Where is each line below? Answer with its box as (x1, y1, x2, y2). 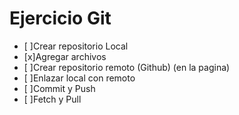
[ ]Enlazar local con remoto (23, 72, 136, 84)
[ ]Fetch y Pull (23, 93, 82, 105)
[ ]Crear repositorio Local (23, 40, 129, 52)
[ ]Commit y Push (23, 82, 96, 94)
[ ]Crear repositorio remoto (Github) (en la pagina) (23, 61, 231, 73)
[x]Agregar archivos (23, 50, 107, 62)
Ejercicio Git (9, 7, 112, 30)
